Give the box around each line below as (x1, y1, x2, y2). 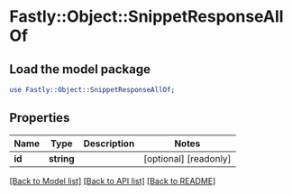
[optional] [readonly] (142, 152, 232, 164)
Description (83, 137, 135, 150)
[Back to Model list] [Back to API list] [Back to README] (9, 175, 216, 186)
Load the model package (9, 61, 151, 77)
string (48, 152, 75, 164)
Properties (9, 110, 70, 125)
